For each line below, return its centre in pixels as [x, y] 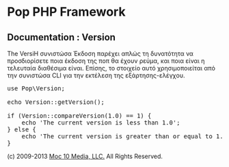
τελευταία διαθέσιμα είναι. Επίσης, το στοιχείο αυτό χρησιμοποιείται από [111, 68]
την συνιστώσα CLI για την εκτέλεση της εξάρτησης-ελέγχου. [96, 75]
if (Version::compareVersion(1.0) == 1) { [79, 116]
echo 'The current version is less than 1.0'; [101, 123]
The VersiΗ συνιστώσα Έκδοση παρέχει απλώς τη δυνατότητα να [100, 53]
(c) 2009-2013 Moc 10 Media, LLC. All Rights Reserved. [85, 156]
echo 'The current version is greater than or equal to [117, 137]
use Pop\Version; [36, 89]
